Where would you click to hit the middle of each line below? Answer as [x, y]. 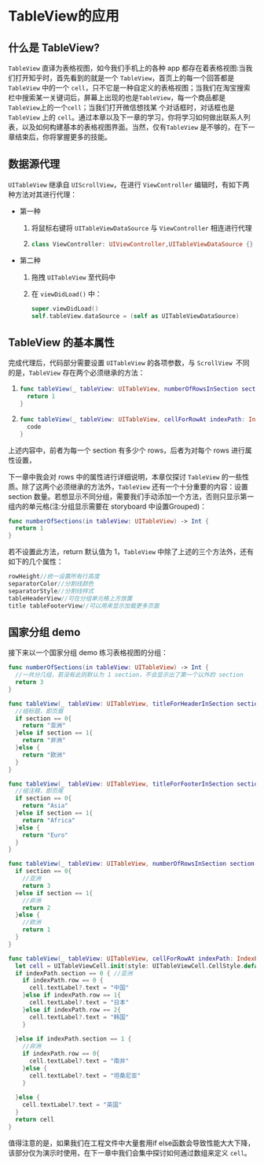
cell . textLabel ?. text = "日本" [79, 1003]
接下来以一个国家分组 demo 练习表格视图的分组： [88, 653]
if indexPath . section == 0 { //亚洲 [74, 973]
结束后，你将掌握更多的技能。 [63, 137]
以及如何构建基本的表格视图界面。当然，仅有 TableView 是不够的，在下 [135, 127]
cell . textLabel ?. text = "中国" [79, 988]
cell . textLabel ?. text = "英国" [72, 1105]
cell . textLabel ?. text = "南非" [79, 1061]
